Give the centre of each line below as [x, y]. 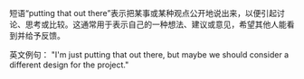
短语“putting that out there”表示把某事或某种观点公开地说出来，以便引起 [143, 13]
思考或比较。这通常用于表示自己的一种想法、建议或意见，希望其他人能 [156, 24]
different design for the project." [69, 65]
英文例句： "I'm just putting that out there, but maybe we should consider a [149, 55]
